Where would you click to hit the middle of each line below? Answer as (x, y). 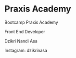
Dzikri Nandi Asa (21, 41)
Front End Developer (25, 31)
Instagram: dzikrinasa (26, 50)
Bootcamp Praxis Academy (31, 22)
